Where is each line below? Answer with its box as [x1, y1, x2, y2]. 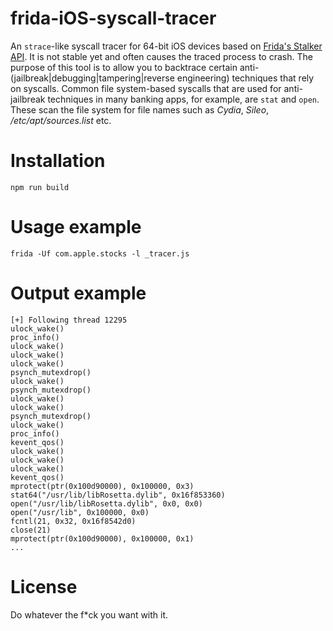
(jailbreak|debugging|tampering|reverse [10, 72, 175, 84]
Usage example [10, 216, 142, 239]
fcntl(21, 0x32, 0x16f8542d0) [10, 516, 137, 526]
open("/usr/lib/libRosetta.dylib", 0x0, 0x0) [10, 498, 203, 509]
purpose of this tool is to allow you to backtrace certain [10, 61, 238, 73]
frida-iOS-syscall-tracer [10, 7, 217, 30]
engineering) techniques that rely [176, 72, 315, 84]
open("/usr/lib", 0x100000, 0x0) [10, 507, 150, 517]
